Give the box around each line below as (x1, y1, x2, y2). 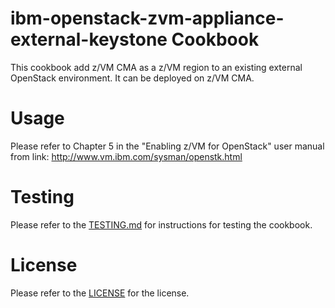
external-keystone (10, 28, 168, 51)
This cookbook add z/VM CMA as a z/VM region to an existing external (10, 61, 303, 73)
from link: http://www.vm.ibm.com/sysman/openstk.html (10, 150, 243, 162)
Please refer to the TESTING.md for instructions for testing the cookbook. (10, 218, 313, 231)
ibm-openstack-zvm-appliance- (10, 7, 285, 30)
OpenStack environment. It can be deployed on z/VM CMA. (10, 72, 255, 84)
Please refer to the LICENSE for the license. (10, 287, 190, 299)
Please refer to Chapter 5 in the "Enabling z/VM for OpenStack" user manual (10, 140, 325, 152)
